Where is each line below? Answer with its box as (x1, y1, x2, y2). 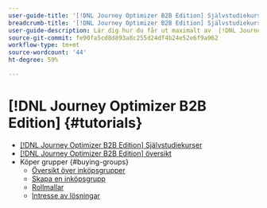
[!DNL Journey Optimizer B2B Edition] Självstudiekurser (19, 140, 203, 149)
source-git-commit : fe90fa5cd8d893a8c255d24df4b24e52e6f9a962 (8, 33, 219, 42)
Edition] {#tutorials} (8, 114, 143, 132)
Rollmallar (31, 182, 64, 191)
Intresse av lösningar (31, 191, 101, 200)
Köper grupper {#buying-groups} (19, 156, 130, 167)
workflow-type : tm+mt (8, 41, 80, 49)
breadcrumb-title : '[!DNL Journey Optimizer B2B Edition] (8, 19, 204, 27)
